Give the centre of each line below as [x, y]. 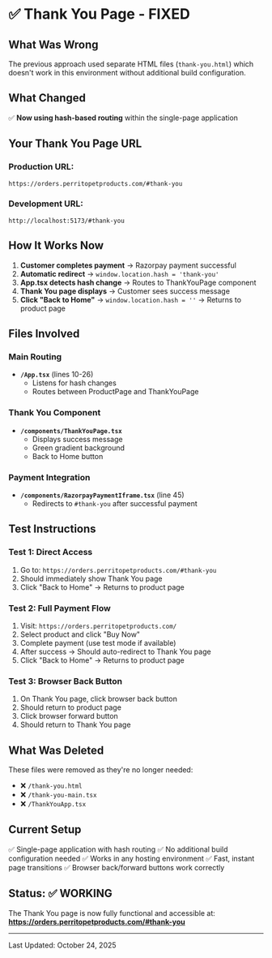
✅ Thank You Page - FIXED [99, 14]
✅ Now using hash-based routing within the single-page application [123, 118]
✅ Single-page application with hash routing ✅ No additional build [118, 849]
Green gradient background [79, 448]
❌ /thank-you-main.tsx [58, 794]
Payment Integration [49, 477]
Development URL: [46, 204]
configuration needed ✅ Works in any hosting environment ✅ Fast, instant [132, 858]
